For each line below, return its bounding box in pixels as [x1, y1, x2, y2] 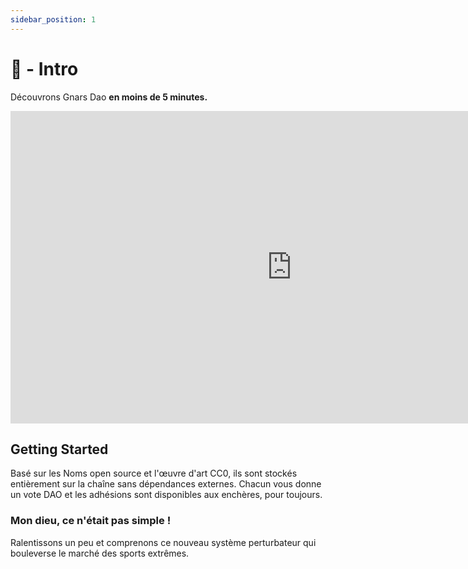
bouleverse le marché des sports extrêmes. [10, 547, 190, 559]
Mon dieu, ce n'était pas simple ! [10, 514, 172, 528]
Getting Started [10, 441, 109, 458]
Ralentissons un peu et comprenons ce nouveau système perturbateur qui [10, 536, 317, 548]
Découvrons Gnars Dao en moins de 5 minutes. [10, 91, 208, 103]
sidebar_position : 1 [10, 14, 97, 25]
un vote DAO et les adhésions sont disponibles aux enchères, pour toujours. [10, 489, 323, 501]
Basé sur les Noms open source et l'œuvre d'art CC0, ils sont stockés [10, 467, 298, 480]
